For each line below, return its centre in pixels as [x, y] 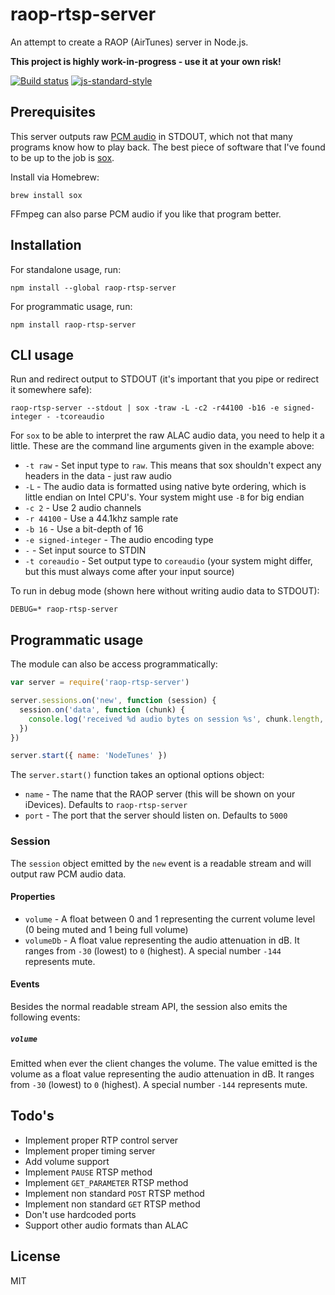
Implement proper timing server [90, 1150]
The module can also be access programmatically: [114, 664]
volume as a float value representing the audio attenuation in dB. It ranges [162, 1074]
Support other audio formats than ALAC [106, 1225]
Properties [33, 897]
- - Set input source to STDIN [85, 550]
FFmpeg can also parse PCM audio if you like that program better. [146, 214]
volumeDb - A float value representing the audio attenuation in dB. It [162, 940]
